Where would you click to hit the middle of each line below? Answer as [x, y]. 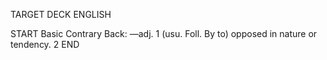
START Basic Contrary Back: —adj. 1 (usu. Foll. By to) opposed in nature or [164, 33]
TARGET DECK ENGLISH [61, 14]
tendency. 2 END [45, 44]
